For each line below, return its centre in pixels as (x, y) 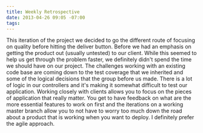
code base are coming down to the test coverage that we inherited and (95, 73)
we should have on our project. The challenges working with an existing (96, 66)
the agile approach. (31, 124)
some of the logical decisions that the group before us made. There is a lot (99, 79)
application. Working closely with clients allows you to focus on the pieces (99, 92)
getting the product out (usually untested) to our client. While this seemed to (101, 53)
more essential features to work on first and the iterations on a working (95, 105)
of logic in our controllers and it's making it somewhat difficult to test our (97, 85)
